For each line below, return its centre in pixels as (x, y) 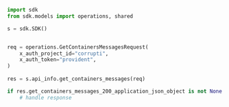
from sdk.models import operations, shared (70, 16)
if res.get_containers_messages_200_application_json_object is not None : (116, 91)
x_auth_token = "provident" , (58, 60)
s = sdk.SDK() (27, 28)
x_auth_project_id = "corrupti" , (64, 53)
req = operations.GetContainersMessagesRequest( (78, 47)
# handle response (46, 97)
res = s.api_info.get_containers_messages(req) (76, 79)
